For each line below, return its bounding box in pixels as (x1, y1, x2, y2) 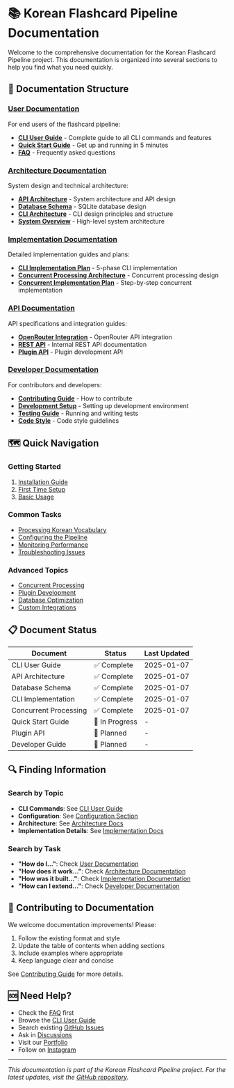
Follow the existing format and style (17, 934, 120, 942)
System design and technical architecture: (8, 181, 129, 189)
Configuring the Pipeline (17, 533, 87, 541)
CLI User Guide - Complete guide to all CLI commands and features (17, 133, 212, 141)
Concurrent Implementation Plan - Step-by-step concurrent (17, 279, 192, 287)
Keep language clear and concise (17, 956, 114, 965)
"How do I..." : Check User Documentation (17, 860, 139, 868)
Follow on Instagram (17, 1046, 76, 1054)
